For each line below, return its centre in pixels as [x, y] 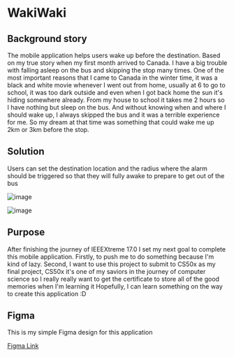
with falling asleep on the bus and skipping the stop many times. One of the [116, 70]
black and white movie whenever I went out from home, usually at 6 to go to [116, 85]
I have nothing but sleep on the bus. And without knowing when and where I [117, 107]
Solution [26, 152]
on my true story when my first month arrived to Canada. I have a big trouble [117, 63]
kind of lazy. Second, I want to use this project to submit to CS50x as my [111, 264]
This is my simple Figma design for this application [80, 333]
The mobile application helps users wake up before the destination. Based [114, 55]
